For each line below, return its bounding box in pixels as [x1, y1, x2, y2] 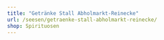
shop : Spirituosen [7, 22, 59, 29]
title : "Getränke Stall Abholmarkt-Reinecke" [7, 9, 139, 17]
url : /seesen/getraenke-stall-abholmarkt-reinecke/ [7, 16, 157, 23]
